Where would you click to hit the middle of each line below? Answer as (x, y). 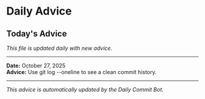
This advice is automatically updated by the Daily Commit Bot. (85, 90)
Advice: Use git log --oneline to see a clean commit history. (81, 72)
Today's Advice (37, 34)
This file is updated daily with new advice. (59, 48)
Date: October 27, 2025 (36, 66)
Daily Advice (39, 11)
